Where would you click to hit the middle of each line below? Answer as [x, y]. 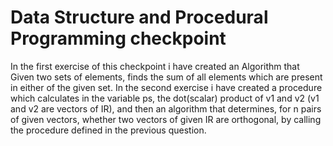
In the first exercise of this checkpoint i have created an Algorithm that [155, 66]
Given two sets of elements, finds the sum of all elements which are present [166, 77]
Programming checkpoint [118, 38]
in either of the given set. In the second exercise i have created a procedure [166, 87]
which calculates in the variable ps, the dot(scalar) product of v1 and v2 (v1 [165, 98]
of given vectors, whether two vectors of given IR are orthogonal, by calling [166, 119]
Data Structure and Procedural [139, 17]
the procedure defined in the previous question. [108, 130]
